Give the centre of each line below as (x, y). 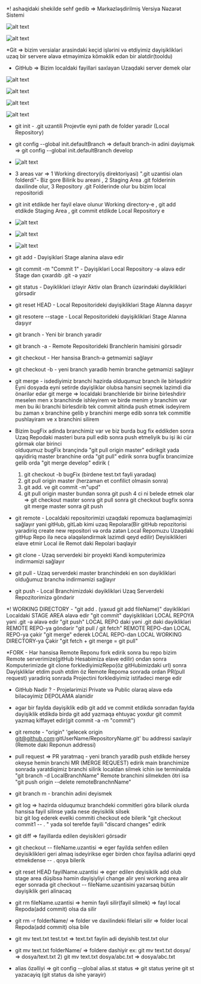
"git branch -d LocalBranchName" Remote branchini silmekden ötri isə (102, 775)
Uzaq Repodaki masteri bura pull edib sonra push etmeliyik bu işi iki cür (103, 437)
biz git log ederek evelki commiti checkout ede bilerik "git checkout (98, 818)
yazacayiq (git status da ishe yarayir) (60, 975)
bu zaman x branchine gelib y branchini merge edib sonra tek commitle (103, 413)
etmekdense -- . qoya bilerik (50, 860)
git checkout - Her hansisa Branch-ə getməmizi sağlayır (84, 358)
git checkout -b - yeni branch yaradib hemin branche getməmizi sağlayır (104, 369)
